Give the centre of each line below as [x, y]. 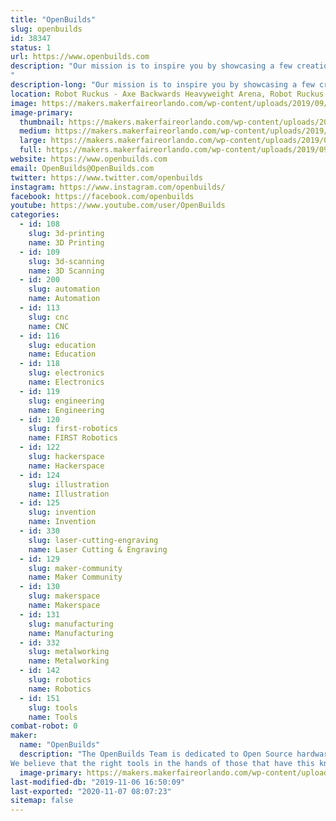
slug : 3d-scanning [66, 261]
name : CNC [49, 326]
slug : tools [53, 707]
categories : [35, 215]
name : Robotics [60, 689]
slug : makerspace [64, 596]
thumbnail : [42, 122]
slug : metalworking [69, 652]
